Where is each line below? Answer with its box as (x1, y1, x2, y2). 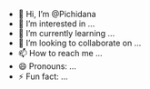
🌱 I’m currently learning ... (17, 28, 115, 38)
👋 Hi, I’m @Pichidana (17, 9, 97, 19)
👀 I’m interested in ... (17, 18, 95, 29)
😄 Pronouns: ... (17, 61, 77, 72)
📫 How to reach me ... (17, 48, 103, 58)
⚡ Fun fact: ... (17, 71, 68, 82)
